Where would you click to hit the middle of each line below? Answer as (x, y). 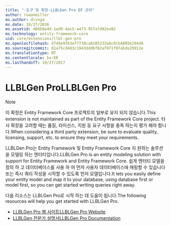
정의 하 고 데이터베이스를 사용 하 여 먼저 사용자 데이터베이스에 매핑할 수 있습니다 (85, 168)
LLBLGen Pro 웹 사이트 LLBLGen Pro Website (59, 212)
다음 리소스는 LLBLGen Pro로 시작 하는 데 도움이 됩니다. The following (76, 196)
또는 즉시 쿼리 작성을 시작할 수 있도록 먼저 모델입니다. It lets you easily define (83, 174)
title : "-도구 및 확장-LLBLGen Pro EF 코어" (50, 10)
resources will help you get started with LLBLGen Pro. (62, 201)
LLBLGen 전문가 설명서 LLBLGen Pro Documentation (66, 218)
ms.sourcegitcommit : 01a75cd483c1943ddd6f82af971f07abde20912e (74, 48)
